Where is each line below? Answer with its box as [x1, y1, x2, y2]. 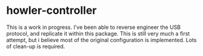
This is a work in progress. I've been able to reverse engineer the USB [6, 23, 181, 31]
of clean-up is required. [6, 43, 65, 50]
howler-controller [6, 4, 97, 17]
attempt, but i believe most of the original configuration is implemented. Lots [6, 36, 197, 43]
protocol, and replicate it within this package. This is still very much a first [6, 30, 190, 37]
